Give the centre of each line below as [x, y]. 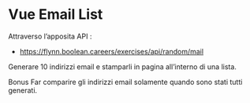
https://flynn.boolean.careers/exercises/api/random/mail [111, 51]
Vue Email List [56, 15]
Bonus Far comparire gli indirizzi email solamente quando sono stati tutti [125, 82]
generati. [23, 90]
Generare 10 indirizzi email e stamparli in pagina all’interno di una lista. [122, 66]
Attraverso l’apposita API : [50, 36]
